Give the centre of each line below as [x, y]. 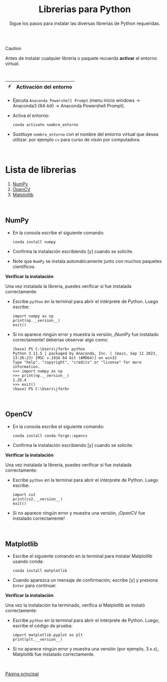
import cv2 [24, 495]
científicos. [24, 267]
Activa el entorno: [31, 116]
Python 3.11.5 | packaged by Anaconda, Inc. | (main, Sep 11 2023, [85, 353]
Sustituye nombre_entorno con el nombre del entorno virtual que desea [86, 134]
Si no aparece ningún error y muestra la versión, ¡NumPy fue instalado [86, 334]
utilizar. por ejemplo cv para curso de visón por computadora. [76, 139]
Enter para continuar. [35, 586]
